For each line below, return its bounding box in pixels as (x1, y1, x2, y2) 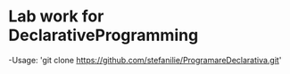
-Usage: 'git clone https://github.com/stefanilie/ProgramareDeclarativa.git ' (8, 54, 282, 65)
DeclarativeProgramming (8, 25, 199, 45)
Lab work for (8, 6, 104, 27)
